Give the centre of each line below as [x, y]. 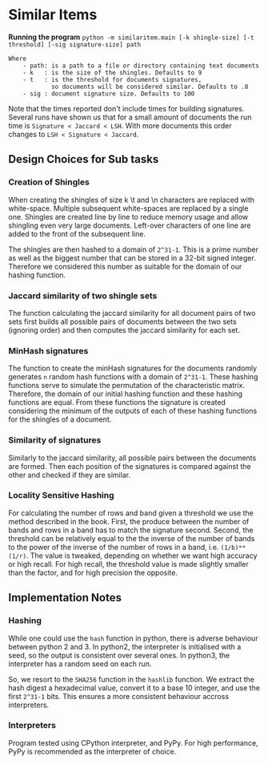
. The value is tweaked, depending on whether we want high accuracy [142, 556]
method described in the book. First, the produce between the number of [129, 521]
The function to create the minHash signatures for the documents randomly [133, 368]
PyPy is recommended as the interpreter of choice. [92, 751]
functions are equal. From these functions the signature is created [117, 402]
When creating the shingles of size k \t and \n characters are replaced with [131, 200]
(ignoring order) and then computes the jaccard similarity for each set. [124, 329]
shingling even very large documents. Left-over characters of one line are [130, 225]
